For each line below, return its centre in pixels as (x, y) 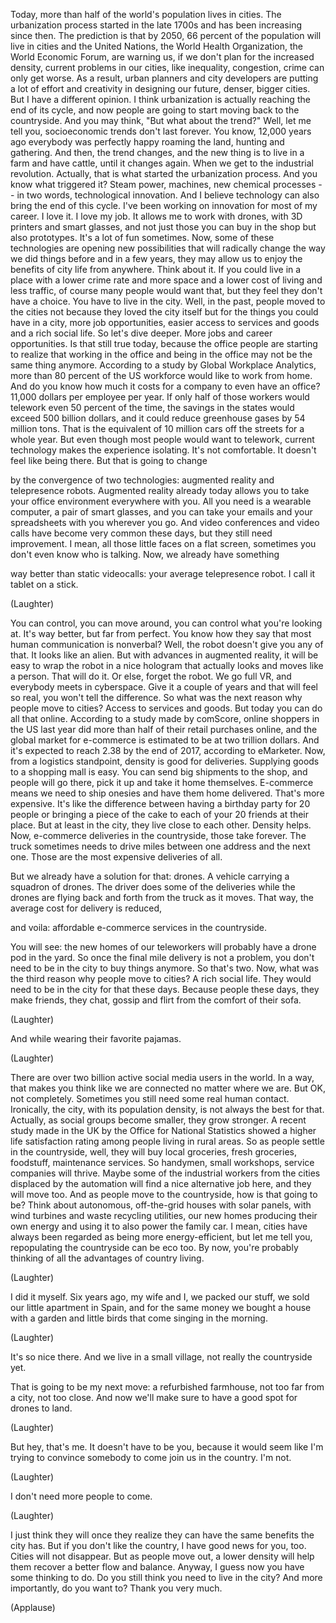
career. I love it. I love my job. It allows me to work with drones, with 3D (156, 216)
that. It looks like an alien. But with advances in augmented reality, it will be (164, 655)
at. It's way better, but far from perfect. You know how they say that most (161, 633)
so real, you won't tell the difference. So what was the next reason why (156, 697)
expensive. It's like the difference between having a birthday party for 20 (160, 803)
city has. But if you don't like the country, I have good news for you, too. (158, 1545)
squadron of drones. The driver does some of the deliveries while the (153, 887)
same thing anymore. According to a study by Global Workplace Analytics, (163, 365)
